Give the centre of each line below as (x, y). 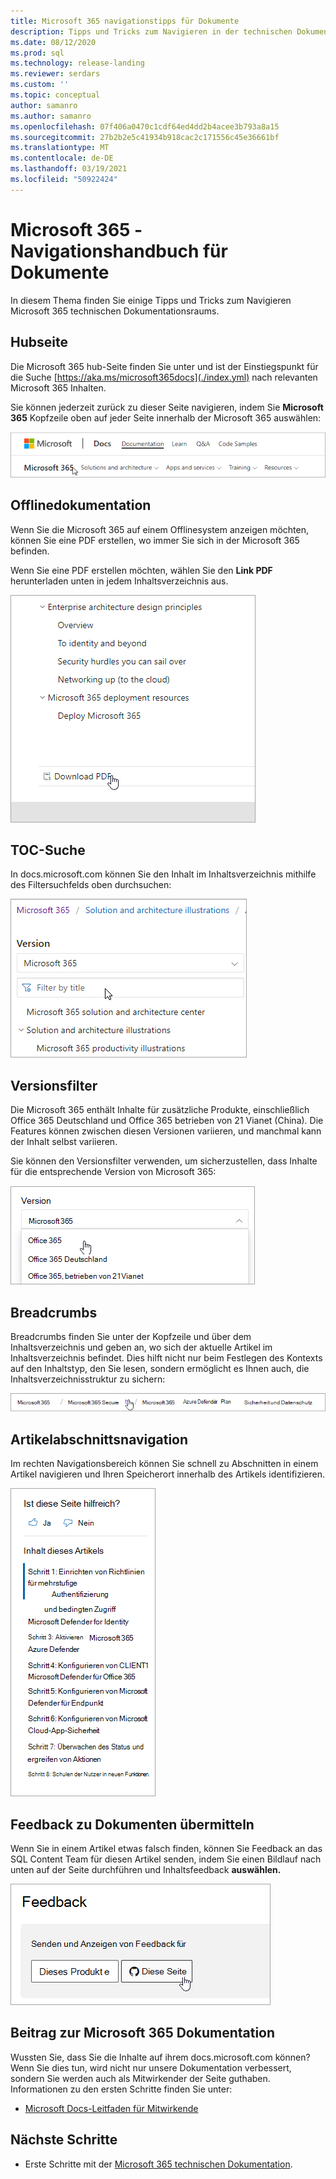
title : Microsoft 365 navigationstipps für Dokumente (125, 21)
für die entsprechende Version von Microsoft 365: (113, 1172)
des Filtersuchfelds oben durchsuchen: (91, 885)
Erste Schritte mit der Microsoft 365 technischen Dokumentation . (158, 2164)
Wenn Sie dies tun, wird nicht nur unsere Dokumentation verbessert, (151, 2067)
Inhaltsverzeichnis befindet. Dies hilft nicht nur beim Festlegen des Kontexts (166, 1358)
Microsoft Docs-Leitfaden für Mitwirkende (111, 2108)
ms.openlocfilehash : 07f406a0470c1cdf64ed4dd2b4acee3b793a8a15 (145, 126)
